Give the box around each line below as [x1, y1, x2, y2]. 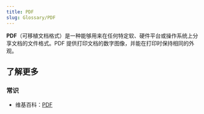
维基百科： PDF [15, 101, 53, 109]
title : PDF [6, 8, 34, 15]
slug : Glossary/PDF [6, 15, 56, 21]
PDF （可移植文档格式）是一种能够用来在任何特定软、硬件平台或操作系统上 [6, 32, 193, 39]
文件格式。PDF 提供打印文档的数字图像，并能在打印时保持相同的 [27, 39, 189, 47]
